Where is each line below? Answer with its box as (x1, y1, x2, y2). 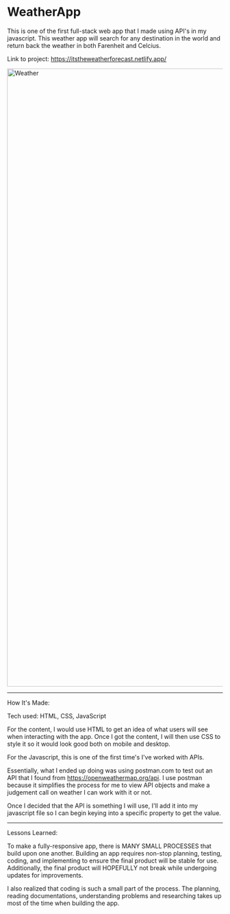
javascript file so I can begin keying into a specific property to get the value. (7, 808, 221, 817)
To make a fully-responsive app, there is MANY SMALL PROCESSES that (7, 842, 212, 850)
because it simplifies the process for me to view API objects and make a (7, 781, 210, 789)
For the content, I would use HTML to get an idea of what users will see (7, 725, 209, 733)
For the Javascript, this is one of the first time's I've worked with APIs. (7, 753, 205, 761)
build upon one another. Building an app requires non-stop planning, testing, (7, 849, 222, 857)
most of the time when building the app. (7, 899, 120, 907)
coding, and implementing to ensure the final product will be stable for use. (7, 856, 219, 865)
